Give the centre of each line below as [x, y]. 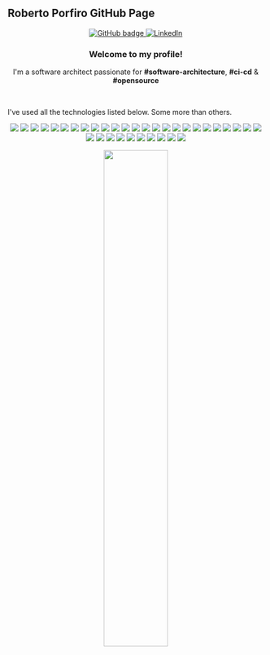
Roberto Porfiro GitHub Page [81, 13]
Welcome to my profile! [136, 54]
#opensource [136, 81]
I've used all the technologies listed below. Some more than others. [120, 112]
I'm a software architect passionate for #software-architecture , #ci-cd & [136, 72]
